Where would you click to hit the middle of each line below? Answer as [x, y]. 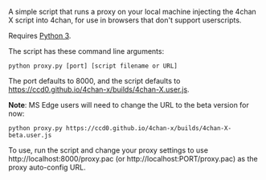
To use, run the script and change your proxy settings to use [108, 150]
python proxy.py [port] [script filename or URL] [93, 66]
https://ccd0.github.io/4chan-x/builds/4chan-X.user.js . [99, 89]
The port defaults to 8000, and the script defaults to [94, 81]
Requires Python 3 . [40, 36]
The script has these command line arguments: [86, 51]
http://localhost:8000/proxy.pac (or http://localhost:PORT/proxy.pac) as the [133, 159]
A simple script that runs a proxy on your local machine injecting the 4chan [133, 12]
